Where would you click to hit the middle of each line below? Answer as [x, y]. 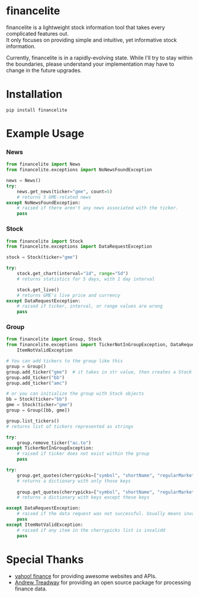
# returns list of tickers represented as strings [70, 426]
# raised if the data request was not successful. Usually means [99, 514]
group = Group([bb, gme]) [38, 410]
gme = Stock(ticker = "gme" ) [39, 405]
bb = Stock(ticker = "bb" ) [37, 399]
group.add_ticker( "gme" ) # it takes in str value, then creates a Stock [99, 372]
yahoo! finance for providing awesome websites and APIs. [86, 576]
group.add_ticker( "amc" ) [37, 383]
